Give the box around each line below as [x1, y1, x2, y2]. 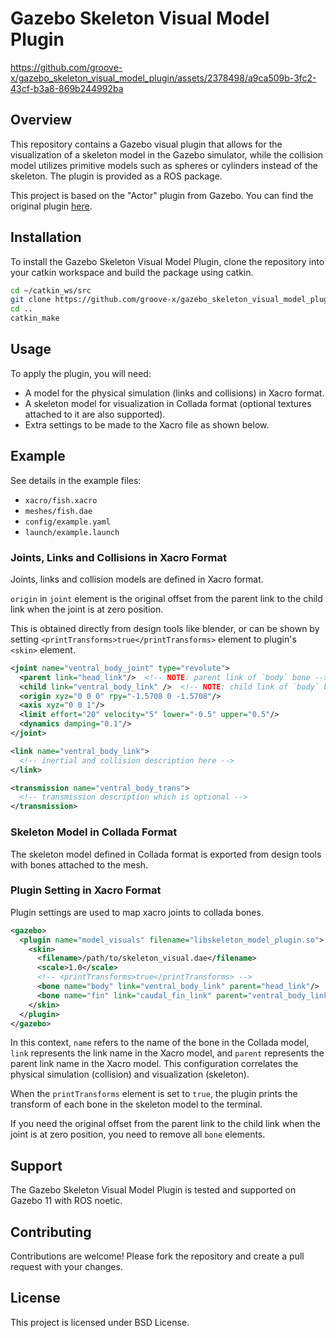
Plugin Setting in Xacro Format [10, 883, 162, 897]
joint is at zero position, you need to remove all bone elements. [10, 1128, 266, 1141]
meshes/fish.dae [24, 506, 93, 516]
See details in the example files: [10, 474, 142, 486]
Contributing [10, 1223, 92, 1241]
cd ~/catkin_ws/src [10, 285, 92, 296]
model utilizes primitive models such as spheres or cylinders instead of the [10, 159, 318, 171]
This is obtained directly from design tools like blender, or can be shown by [10, 622, 320, 634]
